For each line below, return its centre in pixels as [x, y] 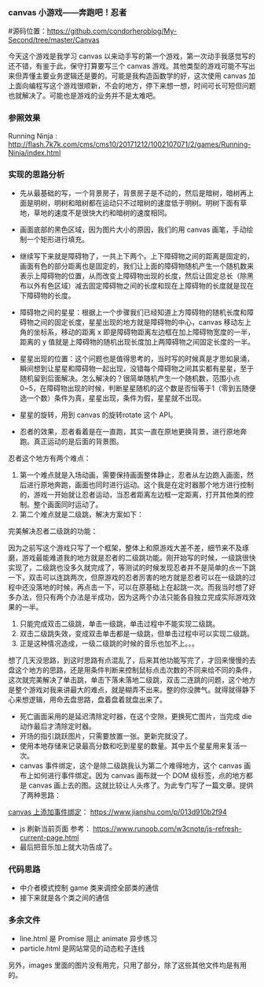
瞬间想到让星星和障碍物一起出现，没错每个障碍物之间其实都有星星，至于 [136, 368]
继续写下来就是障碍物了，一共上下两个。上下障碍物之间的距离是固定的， [136, 256]
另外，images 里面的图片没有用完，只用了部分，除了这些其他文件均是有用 [128, 965]
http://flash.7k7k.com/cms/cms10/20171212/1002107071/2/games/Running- [130, 144]
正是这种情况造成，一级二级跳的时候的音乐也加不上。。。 [109, 643]
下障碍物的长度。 [47, 295]
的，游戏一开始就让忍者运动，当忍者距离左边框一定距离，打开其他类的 [133, 494]
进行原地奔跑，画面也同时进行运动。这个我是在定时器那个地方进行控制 [140, 484]
